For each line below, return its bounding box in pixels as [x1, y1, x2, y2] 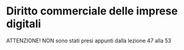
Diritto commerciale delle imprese [6, 4, 178, 18]
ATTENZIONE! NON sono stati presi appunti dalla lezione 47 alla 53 [6, 37, 172, 44]
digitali [6, 17, 41, 31]
